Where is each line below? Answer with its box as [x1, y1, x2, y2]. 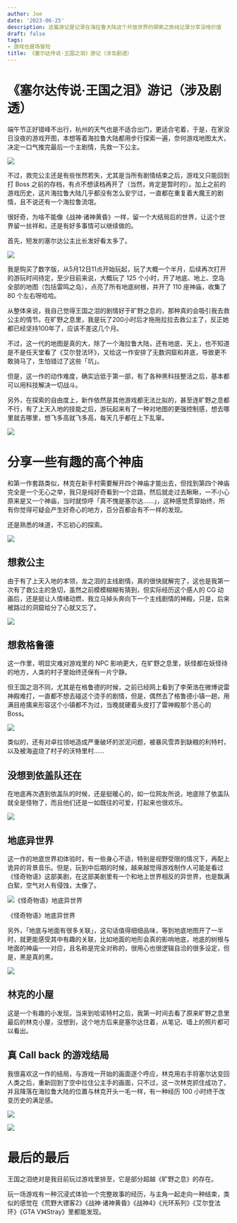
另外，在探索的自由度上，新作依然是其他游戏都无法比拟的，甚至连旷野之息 [7, 396, 224, 404]
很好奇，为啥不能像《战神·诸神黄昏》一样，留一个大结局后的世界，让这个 [7, 212, 220, 221]
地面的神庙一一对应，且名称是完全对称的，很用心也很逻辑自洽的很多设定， [7, 944, 224, 952]
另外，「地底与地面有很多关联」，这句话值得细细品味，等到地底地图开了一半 [7, 926, 224, 934]
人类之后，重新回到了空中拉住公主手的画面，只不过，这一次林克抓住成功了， [7, 1078, 230, 1086]
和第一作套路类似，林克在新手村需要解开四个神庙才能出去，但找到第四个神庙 [7, 478, 230, 487]
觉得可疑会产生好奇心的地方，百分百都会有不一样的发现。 [19, 505, 187, 514]
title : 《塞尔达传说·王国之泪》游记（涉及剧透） [7, 50, 133, 57]
